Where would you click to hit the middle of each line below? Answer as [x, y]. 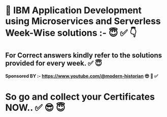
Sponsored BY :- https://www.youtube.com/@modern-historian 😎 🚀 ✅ [82, 76]
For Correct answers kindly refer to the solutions [84, 55]
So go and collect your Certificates [80, 97]
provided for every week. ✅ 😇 [54, 63]
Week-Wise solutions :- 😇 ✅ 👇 [71, 33]
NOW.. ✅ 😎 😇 [35, 108]
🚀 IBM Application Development [74, 10]
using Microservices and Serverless [83, 21]
